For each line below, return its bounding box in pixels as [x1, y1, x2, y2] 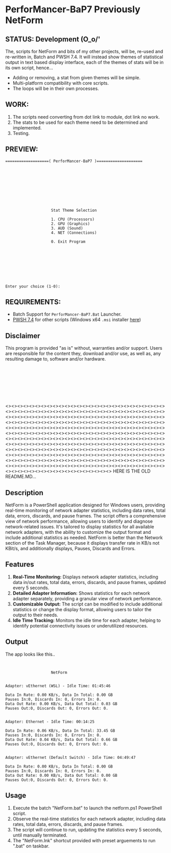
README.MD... [5, 474, 37, 480]
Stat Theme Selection [51, 208, 97, 213]
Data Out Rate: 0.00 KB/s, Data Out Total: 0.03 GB [5, 701, 117, 706]
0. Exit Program [51, 239, 86, 244]
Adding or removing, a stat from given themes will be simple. [12, 75, 141, 80]
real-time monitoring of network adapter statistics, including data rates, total [5, 507, 166, 513]
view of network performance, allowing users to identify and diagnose [5, 518, 153, 525]
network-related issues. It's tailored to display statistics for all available [5, 524, 154, 530]
